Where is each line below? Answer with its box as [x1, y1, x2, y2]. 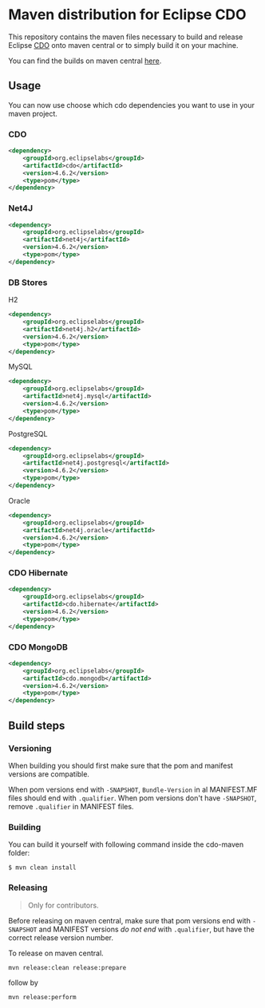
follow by [8, 978, 38, 987]
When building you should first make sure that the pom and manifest [8, 761, 234, 770]
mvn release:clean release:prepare [8, 963, 127, 971]
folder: [8, 848, 30, 858]
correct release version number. [8, 932, 114, 943]
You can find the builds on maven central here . [8, 56, 162, 65]
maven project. [8, 109, 58, 118]
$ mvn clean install [8, 864, 77, 872]
